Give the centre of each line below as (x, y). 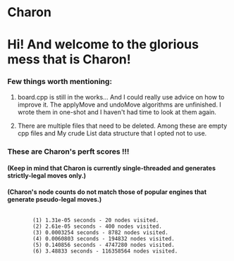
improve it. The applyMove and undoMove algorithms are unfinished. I (119, 104)
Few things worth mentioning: (60, 82)
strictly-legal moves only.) (47, 176)
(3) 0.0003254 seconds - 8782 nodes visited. (101, 233)
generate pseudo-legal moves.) (55, 199)
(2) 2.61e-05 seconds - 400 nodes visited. (97, 226)
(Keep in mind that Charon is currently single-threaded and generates (112, 168)
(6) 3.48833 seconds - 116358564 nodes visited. (105, 251)
